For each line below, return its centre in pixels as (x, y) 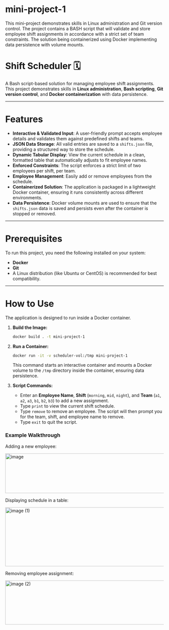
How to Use (30, 303)
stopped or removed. (34, 213)
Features (24, 119)
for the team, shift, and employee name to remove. (72, 417)
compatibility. (26, 278)
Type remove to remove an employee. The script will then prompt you (91, 412)
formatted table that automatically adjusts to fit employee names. (80, 160)
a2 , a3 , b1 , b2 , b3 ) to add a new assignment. (64, 401)
